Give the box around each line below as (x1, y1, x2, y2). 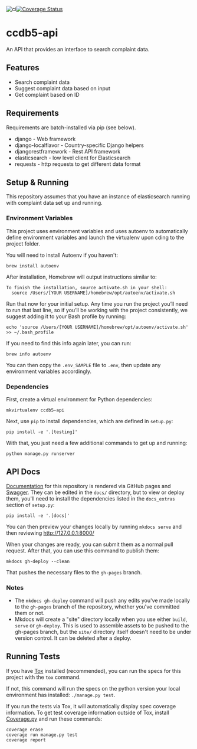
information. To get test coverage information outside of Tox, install (6, 709, 169, 716)
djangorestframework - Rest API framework (14, 148, 121, 155)
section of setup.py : (6, 501, 55, 508)
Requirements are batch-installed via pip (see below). (6, 124, 136, 131)
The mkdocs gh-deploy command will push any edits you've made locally (14, 597, 191, 604)
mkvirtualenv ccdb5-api (6, 407, 65, 413)
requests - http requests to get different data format (14, 160, 141, 168)
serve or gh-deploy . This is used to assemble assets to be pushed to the (14, 622, 189, 629)
